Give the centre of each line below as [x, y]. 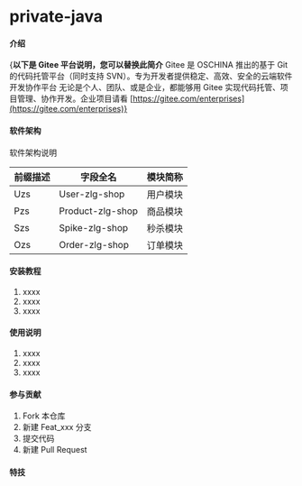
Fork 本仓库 [44, 416]
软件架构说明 [33, 152]
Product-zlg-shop [98, 211]
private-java [56, 17]
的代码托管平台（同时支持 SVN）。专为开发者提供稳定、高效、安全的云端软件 [151, 76]
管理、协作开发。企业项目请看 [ [75, 99]
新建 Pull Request [55, 450]
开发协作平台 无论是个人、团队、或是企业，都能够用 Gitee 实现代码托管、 [145, 87]
